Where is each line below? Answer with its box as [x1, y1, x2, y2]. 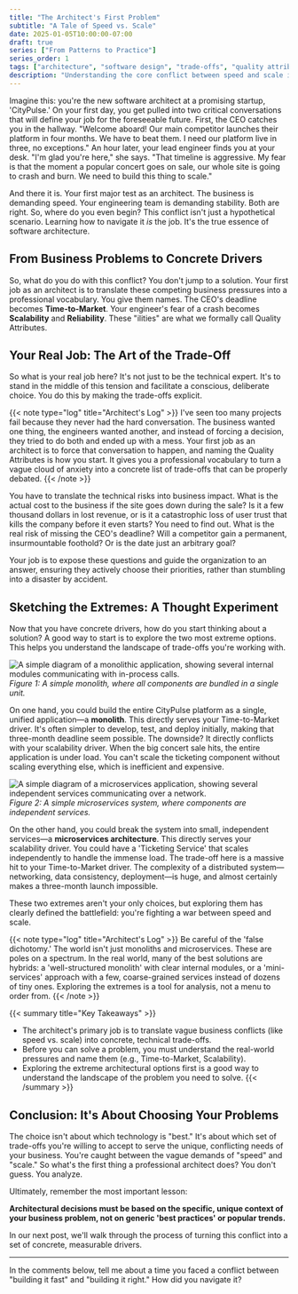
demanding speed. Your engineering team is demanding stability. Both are [9, 197, 280, 208]
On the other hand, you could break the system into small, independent [9, 824, 269, 835]
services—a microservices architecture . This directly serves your [9, 834, 252, 845]
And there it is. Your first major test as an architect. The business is [9, 187, 255, 198]
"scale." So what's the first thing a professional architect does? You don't [9, 1160, 277, 1170]
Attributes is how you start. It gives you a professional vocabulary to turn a [9, 455, 281, 465]
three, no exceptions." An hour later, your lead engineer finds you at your [9, 142, 275, 153]
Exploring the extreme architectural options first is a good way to [21, 1063, 259, 1074]
